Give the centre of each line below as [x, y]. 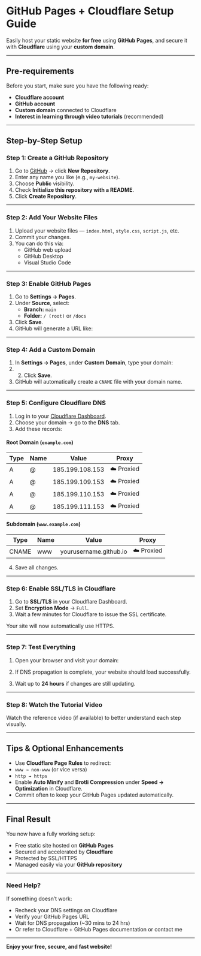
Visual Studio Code [47, 263]
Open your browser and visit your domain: [67, 660]
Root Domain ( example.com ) [40, 442]
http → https [31, 776]
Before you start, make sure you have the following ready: [77, 86]
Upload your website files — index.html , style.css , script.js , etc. [97, 230]
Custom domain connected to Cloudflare [66, 110]
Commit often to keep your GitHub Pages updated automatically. [94, 795]
